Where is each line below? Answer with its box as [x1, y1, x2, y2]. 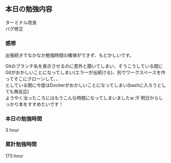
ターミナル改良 [5, 19, 37, 25]
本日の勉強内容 [5, 5, 53, 14]
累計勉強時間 [5, 141, 37, 148]
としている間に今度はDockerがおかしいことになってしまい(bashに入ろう [5, 82, 157, 88]
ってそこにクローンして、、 [5, 76, 61, 82]
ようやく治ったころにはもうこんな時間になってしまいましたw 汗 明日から [5, 95, 159, 101]
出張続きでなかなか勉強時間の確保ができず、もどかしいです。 [5, 52, 134, 59]
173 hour [5, 152, 24, 159]
